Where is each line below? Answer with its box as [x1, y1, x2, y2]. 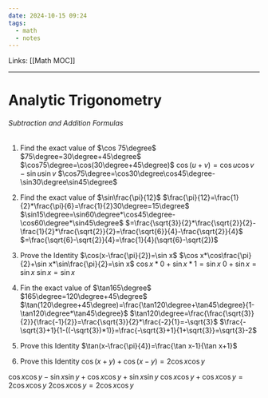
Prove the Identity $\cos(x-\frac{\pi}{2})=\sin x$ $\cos [19, 250, 199, 260]
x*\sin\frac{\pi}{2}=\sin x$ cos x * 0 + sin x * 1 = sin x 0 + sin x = [48, 259, 257, 269]
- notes [15, 34, 41, 42]
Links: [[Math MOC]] [8, 56, 76, 66]
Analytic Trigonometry [8, 91, 162, 109]
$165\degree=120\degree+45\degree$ [19, 291, 148, 300]
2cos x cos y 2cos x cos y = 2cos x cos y [8, 380, 134, 390]
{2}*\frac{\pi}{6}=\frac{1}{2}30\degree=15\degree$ [19, 201, 190, 210]
